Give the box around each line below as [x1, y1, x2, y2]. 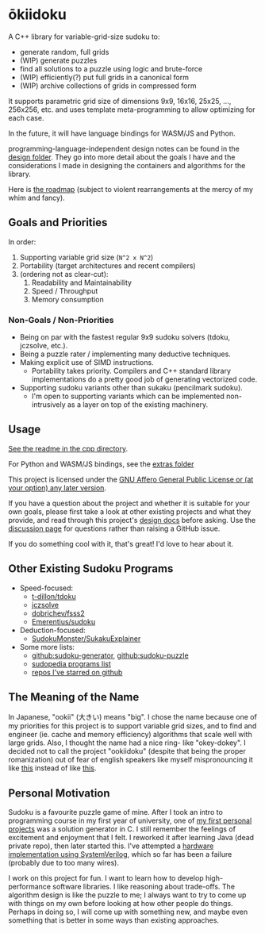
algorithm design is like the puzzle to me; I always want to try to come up [8, 890, 247, 900]
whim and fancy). [8, 193, 65, 202]
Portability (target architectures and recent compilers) [19, 260, 196, 271]
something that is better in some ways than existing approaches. [8, 916, 220, 925]
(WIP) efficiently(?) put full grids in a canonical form [19, 72, 189, 82]
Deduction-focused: [19, 625, 86, 635]
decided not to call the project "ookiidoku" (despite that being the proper [8, 747, 246, 756]
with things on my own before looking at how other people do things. [8, 899, 233, 908]
